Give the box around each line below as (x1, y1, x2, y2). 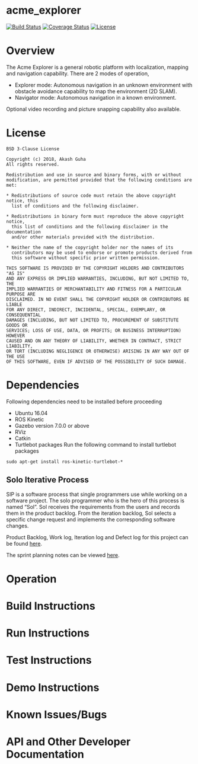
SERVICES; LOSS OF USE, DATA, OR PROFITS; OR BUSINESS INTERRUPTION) (6, 327, 182, 333)
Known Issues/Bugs (6, 708, 107, 721)
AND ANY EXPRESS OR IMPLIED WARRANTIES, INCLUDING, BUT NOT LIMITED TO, (6, 275, 190, 282)
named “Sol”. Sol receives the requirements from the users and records (6, 503, 180, 510)
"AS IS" (6, 270, 25, 276)
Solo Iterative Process (6, 475, 89, 485)
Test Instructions (6, 654, 92, 667)
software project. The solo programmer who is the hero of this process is (6, 496, 185, 504)
